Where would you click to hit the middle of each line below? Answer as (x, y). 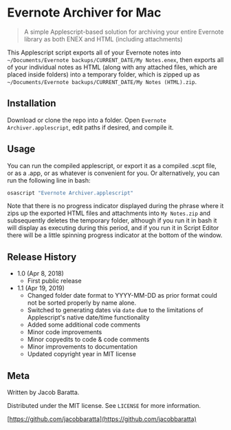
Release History (42, 257)
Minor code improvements (65, 332)
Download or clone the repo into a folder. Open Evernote (87, 120)
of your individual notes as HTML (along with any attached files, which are (112, 67)
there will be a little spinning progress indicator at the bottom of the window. (115, 235)
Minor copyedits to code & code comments (88, 340)
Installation (32, 104)
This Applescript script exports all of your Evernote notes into (94, 52)
